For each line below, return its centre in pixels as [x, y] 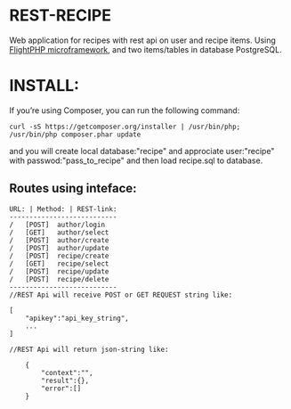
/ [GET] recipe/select [59, 264]
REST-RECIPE [60, 16]
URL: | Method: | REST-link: [63, 209]
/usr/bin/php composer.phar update [75, 135]
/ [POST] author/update [59, 248]
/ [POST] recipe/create [59, 256]
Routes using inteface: [73, 188]
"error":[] [61, 389]
